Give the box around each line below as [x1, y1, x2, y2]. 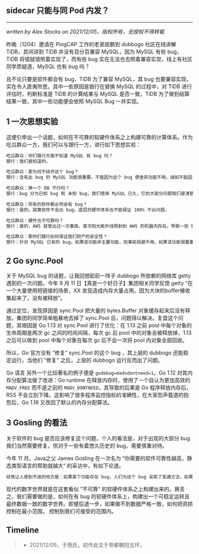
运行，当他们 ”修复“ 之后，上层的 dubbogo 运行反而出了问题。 [11, 356, 163, 363]
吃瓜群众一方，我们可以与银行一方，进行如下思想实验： [6, 141, 141, 148]
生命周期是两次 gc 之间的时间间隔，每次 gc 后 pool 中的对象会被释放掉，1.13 [6, 329, 192, 336]
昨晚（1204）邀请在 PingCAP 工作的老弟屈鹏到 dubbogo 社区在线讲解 [6, 40, 176, 47]
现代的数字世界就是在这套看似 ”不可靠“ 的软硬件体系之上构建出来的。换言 [6, 485, 185, 492]
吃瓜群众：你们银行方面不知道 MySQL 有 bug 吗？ [6, 153, 114, 159]
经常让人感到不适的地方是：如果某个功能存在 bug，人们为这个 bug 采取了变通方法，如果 [6, 473, 194, 480]
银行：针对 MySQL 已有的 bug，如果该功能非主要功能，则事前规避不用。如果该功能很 [6, 239, 185, 245]
